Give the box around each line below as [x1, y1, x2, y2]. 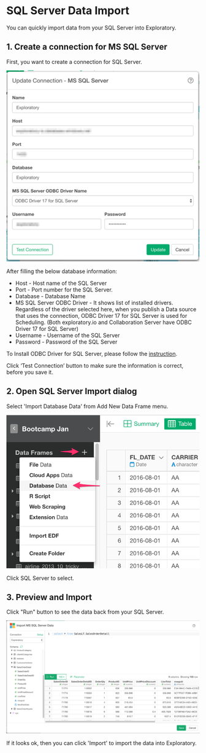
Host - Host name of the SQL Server [15, 279, 107, 287]
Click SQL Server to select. [6, 574, 75, 582]
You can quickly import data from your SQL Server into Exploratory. [6, 24, 177, 31]
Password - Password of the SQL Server [15, 338, 118, 346]
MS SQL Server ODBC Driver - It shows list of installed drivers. [15, 299, 174, 306]
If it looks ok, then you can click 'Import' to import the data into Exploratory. [6, 739, 197, 747]
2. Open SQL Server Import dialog [6, 386, 137, 396]
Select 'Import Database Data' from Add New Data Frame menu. [6, 403, 169, 410]
